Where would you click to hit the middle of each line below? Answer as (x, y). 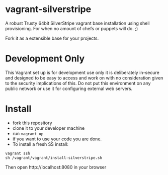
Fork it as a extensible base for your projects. (52, 38)
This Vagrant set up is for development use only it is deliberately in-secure (82, 72)
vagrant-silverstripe (48, 9)
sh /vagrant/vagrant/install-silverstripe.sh (54, 158)
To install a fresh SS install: (40, 144)
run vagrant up (28, 133)
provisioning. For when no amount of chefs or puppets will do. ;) (72, 28)
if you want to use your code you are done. (57, 139)
